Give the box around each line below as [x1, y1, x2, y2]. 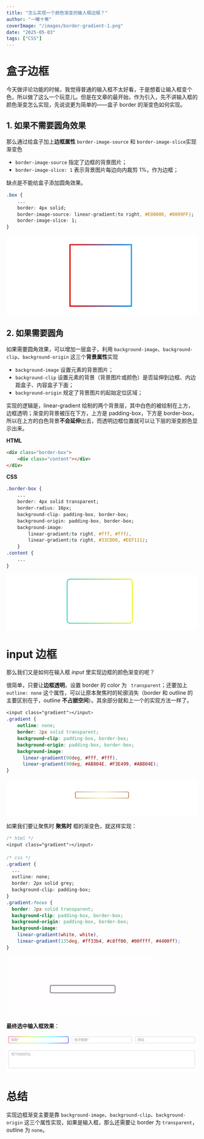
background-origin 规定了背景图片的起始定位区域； [15, 389, 143, 396]
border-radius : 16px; [17, 505, 72, 511]
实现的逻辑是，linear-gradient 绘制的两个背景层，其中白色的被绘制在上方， [6, 402, 194, 409]
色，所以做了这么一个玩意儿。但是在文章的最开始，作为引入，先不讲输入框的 [6, 93, 198, 101]
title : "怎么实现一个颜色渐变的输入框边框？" [6, 10, 108, 16]
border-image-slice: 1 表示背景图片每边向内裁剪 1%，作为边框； [15, 166, 179, 173]
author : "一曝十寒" [6, 16, 52, 23]
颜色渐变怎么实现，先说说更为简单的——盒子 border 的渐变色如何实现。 [6, 101, 186, 108]
